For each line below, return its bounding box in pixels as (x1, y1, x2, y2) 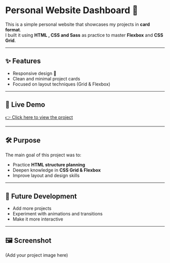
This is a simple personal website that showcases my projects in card (5, 21, 150, 27)
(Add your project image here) (5, 252, 68, 258)
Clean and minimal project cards (12, 75, 80, 81)
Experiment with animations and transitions (12, 211, 103, 217)
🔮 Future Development (5, 192, 77, 200)
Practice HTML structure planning (12, 162, 86, 168)
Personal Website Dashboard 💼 (5, 5, 138, 16)
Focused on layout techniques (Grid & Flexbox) (12, 81, 110, 87)
